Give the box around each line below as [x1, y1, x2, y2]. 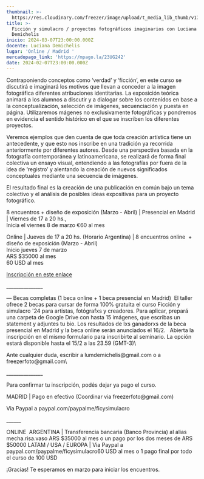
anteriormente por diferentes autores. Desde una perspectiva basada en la [6, 146, 193, 154]
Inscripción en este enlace [6, 271, 73, 278]
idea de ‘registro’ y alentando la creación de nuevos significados [6, 165, 168, 173]
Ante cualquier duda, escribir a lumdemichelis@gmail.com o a [6, 351, 161, 358]
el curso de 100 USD [6, 454, 58, 461]
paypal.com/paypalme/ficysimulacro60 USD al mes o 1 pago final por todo [6, 447, 192, 455]
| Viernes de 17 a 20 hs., [6, 215, 67, 222]
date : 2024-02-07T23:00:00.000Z [6, 59, 88, 66]
